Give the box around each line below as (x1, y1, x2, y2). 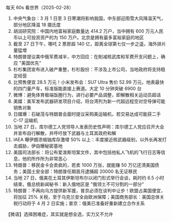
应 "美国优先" (13, 60, 41, 66)
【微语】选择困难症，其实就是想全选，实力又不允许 (6, 211, 113, 217)
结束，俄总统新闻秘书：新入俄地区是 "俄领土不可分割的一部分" (13, 181, 144, 187)
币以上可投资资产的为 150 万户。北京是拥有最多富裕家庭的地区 (13, 35, 144, 40)
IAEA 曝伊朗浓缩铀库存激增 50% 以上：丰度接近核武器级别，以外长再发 (13, 137, 162, 142)
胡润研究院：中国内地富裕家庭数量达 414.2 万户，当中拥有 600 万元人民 (13, 28, 164, 34)
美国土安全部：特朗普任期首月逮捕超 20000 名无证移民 (22, 168, 137, 175)
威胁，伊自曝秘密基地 (17, 143, 63, 149)
